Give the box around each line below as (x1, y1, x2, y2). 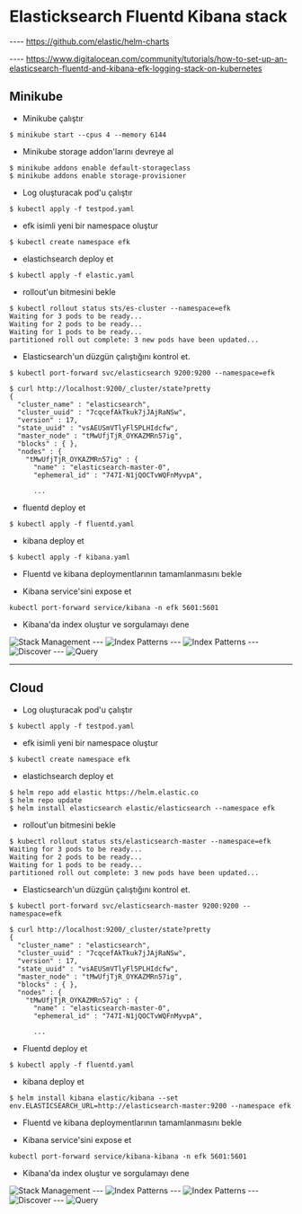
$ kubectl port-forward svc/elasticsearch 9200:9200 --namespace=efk (9, 368, 276, 377)
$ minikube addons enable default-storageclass (9, 164, 191, 173)
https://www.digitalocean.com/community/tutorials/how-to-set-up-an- (25, 53, 288, 64)
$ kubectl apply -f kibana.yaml (9, 553, 130, 562)
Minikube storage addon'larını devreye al (22, 146, 173, 156)
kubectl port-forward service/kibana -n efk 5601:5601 (9, 603, 219, 612)
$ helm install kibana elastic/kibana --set (9, 1094, 179, 1103)
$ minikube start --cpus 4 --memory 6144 (9, 130, 167, 139)
